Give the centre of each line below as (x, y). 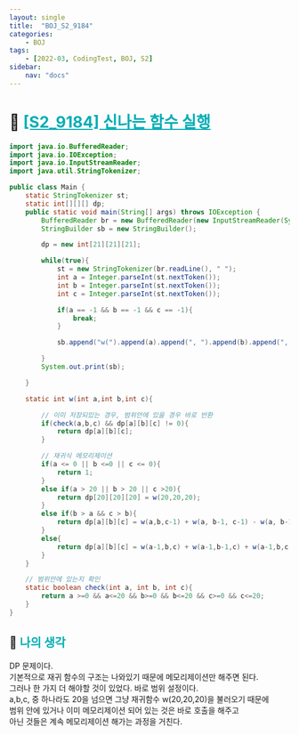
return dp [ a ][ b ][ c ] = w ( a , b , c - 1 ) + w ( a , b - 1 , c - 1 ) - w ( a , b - (173, 522)
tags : (19, 51)
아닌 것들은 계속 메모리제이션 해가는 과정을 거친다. (96, 721)
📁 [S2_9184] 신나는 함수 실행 (110, 122)
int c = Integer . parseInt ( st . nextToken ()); (138, 294)
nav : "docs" (47, 76)
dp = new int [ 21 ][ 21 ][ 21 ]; (91, 245)
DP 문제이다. (31, 666)
